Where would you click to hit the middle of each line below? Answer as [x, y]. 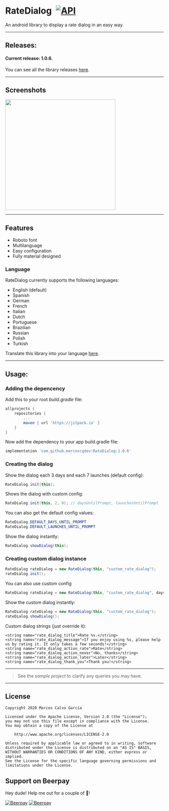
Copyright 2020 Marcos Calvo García [44, 708]
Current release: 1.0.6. [29, 58]
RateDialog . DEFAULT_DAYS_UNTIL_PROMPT [46, 522]
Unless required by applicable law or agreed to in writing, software [81, 743]
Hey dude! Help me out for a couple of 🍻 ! [48, 793]
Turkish [20, 344]
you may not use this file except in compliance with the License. [77, 721]
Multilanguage [27, 245]
